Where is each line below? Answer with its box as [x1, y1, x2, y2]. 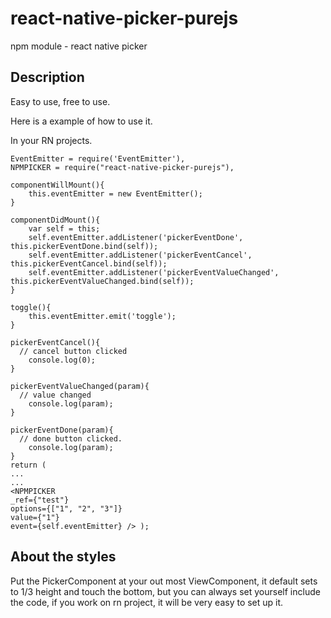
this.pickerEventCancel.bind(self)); [10, 258, 168, 269]
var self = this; [28, 223, 101, 234]
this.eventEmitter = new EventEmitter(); [28, 188, 203, 199]
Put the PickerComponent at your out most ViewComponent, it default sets [10, 575, 318, 587]
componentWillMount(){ [10, 180, 105, 190]
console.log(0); [28, 355, 97, 365]
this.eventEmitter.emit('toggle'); [28, 311, 177, 321]
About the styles [10, 548, 117, 566]
